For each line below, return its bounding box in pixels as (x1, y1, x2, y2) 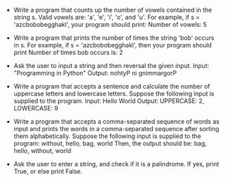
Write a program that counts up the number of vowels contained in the (13, 6, 212, 14)
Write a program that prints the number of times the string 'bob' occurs (13, 34, 214, 42)
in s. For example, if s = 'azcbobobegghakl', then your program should (13, 41, 212, 49)
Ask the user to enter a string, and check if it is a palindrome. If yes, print (13, 160, 219, 168)
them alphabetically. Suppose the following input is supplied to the (13, 132, 201, 140)
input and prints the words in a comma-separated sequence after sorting (13, 125, 219, 133)
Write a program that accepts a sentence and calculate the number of (13, 82, 210, 90)
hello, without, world (13, 147, 72, 155)
